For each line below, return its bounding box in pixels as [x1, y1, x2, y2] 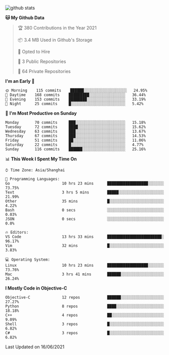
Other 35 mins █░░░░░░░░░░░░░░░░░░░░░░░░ [5, 199, 164, 204]
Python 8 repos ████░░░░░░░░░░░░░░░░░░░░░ [5, 304, 164, 309]
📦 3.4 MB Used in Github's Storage [17, 37, 93, 43]
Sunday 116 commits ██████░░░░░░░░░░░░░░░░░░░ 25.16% [5, 147, 146, 152]
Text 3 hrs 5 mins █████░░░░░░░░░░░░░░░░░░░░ [5, 190, 164, 195]
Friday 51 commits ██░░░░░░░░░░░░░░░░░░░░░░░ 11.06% [5, 138, 146, 143]
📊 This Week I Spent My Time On [5, 156, 77, 162]
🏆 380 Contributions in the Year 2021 [17, 25, 97, 30]
